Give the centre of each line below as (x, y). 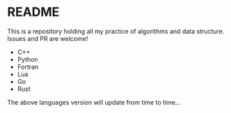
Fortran (28, 67)
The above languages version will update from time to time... (94, 102)
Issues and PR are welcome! (48, 38)
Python (27, 59)
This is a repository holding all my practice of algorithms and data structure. (116, 31)
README (33, 12)
